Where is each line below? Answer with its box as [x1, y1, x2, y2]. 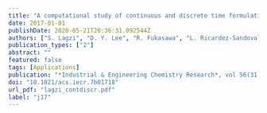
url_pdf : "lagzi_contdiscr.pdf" [8, 85, 115, 94]
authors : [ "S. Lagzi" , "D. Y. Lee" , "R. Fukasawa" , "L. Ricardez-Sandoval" [8, 33, 265, 42]
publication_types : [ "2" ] [8, 41, 94, 49]
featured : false [8, 56, 62, 64]
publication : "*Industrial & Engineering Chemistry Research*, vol [8, 71, 237, 79]
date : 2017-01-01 [8, 19, 66, 27]
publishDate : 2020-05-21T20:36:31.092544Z [8, 26, 151, 34]
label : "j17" [8, 93, 52, 101]
